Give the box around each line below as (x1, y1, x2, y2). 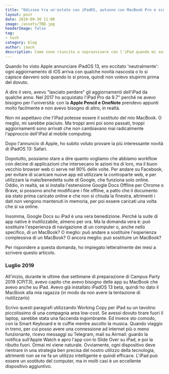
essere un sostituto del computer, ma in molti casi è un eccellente (5, 357, 141, 364)
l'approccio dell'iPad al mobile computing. (5, 131, 92, 137)
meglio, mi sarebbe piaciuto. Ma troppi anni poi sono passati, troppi (5, 120, 145, 126)
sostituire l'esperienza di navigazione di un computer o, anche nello (5, 224, 145, 230)
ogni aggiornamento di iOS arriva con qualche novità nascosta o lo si (5, 68, 148, 74)
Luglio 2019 (5, 262, 34, 269)
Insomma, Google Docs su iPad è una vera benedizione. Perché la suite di (5, 213, 158, 219)
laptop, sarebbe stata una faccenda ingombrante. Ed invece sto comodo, (5, 315, 156, 321)
